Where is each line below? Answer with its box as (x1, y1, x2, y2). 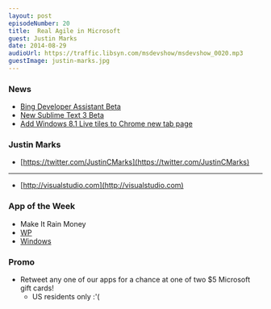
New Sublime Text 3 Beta (19, 111, 105, 120)
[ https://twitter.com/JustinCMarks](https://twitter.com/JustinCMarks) (19, 157, 250, 167)
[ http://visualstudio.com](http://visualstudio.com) (19, 181, 184, 190)
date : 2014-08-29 (8, 42, 67, 50)
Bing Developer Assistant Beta (19, 102, 121, 111)
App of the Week (8, 201, 76, 212)
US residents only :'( (31, 292, 100, 302)
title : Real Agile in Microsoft (8, 27, 121, 35)
